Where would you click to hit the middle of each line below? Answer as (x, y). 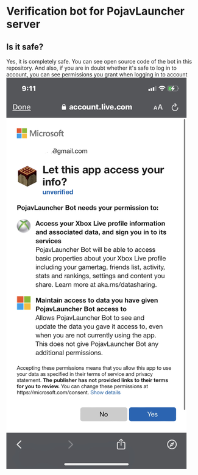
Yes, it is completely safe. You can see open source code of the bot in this (99, 61)
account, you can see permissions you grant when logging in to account (97, 74)
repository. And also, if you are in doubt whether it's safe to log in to (91, 68)
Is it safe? (25, 47)
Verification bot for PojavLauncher (95, 11)
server (23, 24)
